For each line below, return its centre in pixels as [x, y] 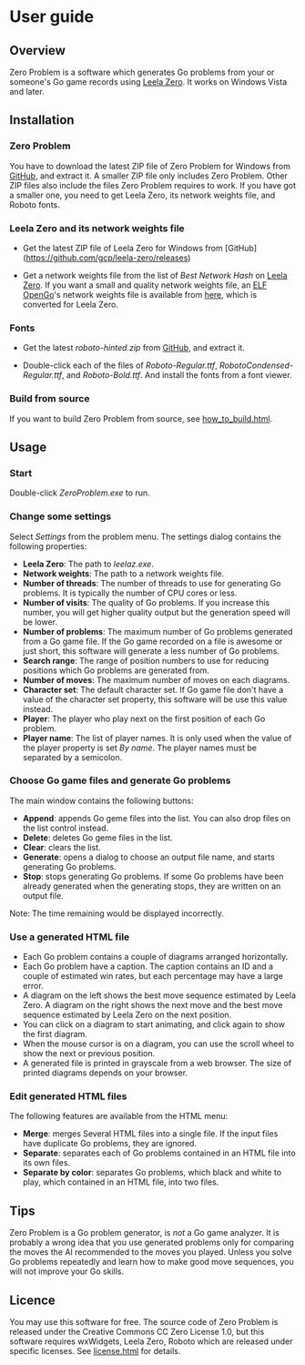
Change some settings [61, 516]
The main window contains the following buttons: [102, 800]
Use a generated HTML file [70, 937]
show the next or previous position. [89, 1054]
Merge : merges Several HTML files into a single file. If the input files [150, 1134]
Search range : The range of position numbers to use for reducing [146, 660]
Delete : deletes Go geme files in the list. [97, 837]
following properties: [48, 546]
